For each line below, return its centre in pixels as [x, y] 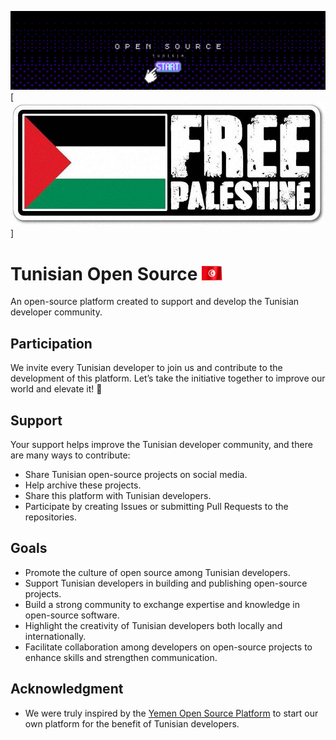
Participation [51, 343]
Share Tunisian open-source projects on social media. [136, 474]
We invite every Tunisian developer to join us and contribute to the [146, 368]
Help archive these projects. [83, 485]
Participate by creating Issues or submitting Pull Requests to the [156, 506]
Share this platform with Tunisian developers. [118, 495]
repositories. [50, 517]
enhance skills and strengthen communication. [121, 657]
